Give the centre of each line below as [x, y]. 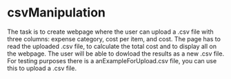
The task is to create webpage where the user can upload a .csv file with [110, 32]
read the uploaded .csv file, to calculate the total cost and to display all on [112, 46]
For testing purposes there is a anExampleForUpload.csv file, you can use [112, 60]
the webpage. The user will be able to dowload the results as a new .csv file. [116, 54]
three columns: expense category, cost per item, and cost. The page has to [114, 38]
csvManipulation [56, 13]
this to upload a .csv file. [42, 68]
